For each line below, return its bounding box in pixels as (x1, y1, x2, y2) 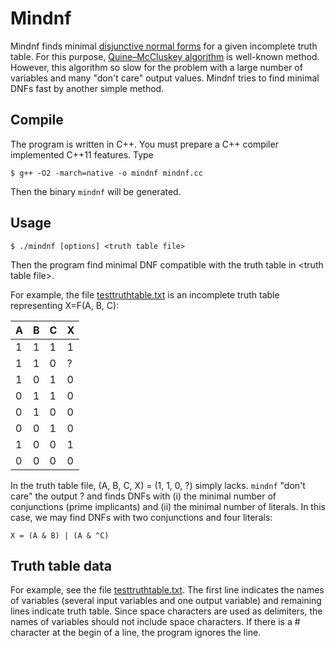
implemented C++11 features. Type (10, 148, 154, 161)
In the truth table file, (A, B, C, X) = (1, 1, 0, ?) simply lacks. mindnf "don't (10, 479, 306, 491)
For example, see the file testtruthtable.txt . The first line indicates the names (10, 584, 325, 596)
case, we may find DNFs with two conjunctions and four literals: (10, 511, 273, 523)
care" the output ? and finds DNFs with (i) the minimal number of (10, 490, 277, 502)
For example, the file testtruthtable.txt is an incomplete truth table (10, 288, 280, 301)
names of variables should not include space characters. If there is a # (10, 616, 301, 628)
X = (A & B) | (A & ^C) (10, 530, 110, 541)
